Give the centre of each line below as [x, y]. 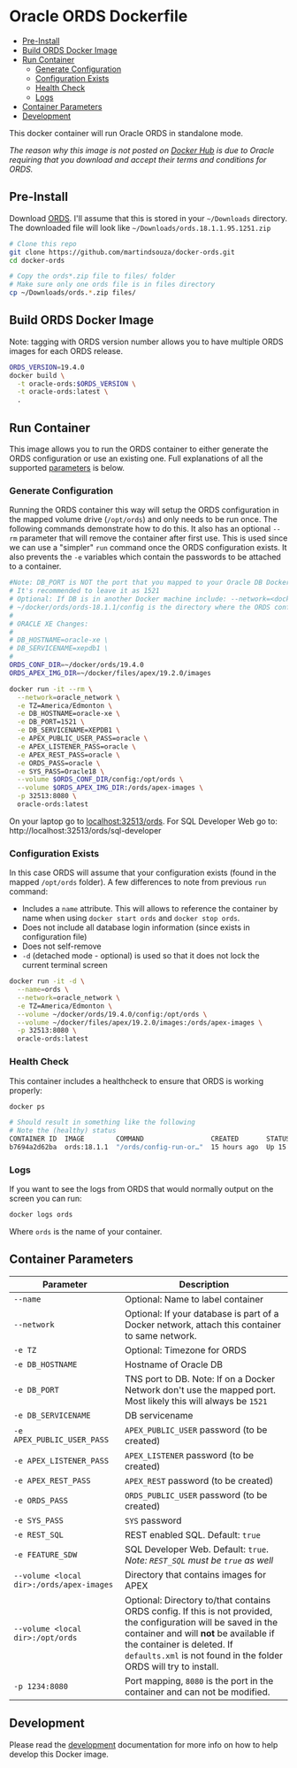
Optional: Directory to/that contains [198, 1600]
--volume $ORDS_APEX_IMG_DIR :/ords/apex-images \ [110, 788]
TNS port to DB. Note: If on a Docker [200, 1379]
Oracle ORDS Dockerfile [99, 16]
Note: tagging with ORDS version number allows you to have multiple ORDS [147, 342]
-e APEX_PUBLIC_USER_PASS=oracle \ [83, 739]
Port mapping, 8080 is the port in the [199, 1680]
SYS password [153, 1520]
